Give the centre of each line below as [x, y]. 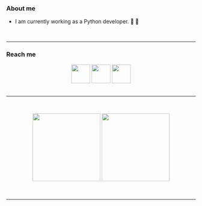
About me [21, 8]
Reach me [21, 54]
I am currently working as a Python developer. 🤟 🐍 [77, 22]
